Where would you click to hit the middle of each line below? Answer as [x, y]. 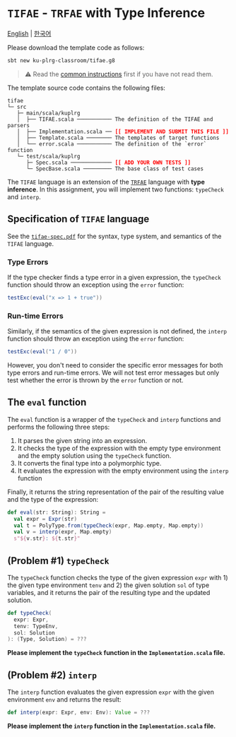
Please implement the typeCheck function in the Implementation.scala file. [116, 653]
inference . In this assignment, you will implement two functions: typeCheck [116, 189]
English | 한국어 [29, 33]
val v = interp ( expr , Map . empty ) [63, 532]
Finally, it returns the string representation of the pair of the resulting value [116, 492]
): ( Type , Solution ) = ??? [47, 639]
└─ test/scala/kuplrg [48, 156]
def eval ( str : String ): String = [57, 512]
